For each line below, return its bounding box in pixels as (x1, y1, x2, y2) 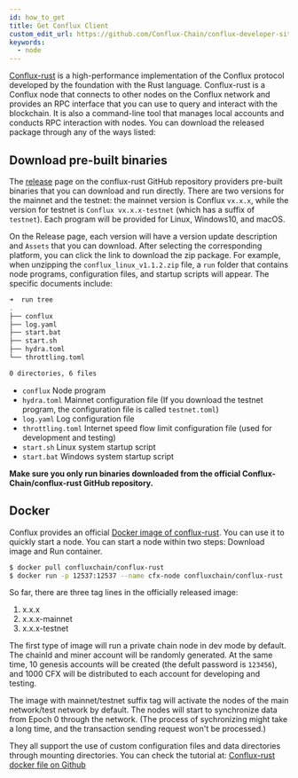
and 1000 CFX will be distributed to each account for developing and (9, 669, 260, 680)
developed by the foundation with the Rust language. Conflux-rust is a (9, 80, 266, 90)
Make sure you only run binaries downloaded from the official (9, 468, 241, 479)
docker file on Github (9, 759, 86, 770)
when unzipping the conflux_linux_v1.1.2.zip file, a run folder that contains (9, 259, 289, 270)
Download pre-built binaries (9, 153, 168, 168)
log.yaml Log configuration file (21, 413, 135, 424)
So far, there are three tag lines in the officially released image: (9, 587, 239, 598)
